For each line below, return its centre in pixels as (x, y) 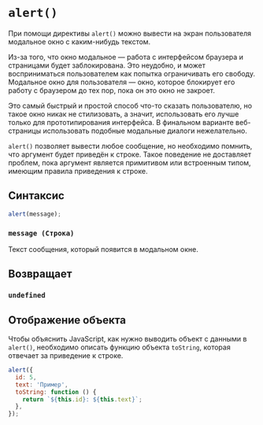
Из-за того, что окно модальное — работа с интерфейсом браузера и (126, 57)
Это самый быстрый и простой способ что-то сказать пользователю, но (130, 105)
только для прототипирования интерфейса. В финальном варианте (121, 122)
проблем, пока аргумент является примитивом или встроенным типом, (130, 162)
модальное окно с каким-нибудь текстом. (80, 42)
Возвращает (40, 274)
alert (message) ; (35, 214)
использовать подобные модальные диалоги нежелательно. (145, 131)
